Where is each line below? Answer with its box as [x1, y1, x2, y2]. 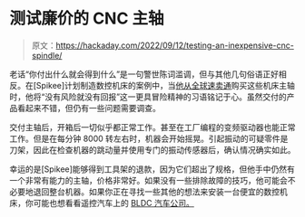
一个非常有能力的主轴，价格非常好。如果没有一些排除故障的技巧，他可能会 [9, 175, 288, 185]
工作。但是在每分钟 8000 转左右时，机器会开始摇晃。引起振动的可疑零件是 [9, 133, 289, 144]
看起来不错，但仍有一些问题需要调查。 [16, 102, 161, 113]
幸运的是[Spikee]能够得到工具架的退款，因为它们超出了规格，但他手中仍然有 [9, 164, 295, 175]
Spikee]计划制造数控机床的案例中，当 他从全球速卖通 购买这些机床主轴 [35, 80, 295, 90]
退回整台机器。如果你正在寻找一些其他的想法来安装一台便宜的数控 [33, 186, 280, 197]
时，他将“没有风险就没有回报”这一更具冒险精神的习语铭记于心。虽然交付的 [9, 91, 288, 102]
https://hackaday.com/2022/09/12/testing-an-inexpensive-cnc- [55, 40, 295, 51]
